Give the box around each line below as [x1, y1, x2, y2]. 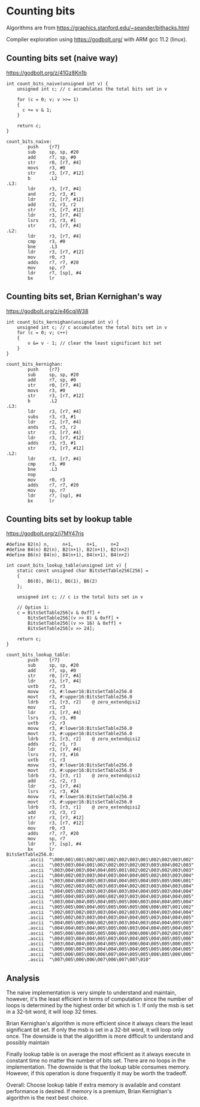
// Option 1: [17, 605, 50, 611]
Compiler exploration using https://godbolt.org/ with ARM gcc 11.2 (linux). [6, 35, 187, 43]
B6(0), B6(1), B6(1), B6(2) [28, 578, 98, 584]
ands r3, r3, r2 [28, 424, 77, 430]
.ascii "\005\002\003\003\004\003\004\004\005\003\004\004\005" [28, 915, 195, 921]
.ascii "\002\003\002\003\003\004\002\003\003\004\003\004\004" [28, 909, 195, 915]
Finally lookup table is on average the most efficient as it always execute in [6, 1051, 190, 1058]
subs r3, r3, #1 [28, 413, 77, 420]
